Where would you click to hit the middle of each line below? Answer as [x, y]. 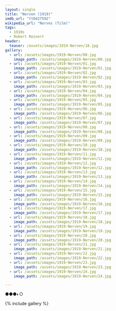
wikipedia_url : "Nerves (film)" [37, 23]
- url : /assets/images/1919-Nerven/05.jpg [53, 100]
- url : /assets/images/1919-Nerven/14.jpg [53, 181]
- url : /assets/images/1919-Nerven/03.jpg [53, 82]
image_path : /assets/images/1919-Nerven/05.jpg [62, 104]
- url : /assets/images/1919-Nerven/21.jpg [53, 244]
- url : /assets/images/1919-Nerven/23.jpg [53, 262]
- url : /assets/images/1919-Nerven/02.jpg [53, 73]
